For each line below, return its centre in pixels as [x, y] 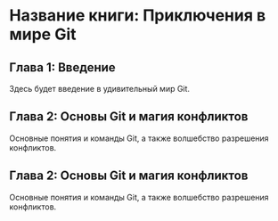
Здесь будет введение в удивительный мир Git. [99, 89]
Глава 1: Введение [62, 67]
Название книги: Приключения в [138, 16]
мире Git [43, 34]
